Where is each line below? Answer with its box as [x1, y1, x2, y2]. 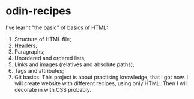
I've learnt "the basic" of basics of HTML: [5, 24, 109, 31]
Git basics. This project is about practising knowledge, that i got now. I [14, 73, 189, 81]
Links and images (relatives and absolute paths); [14, 61, 135, 68]
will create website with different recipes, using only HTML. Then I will [14, 79, 188, 87]
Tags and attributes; [14, 67, 64, 74]
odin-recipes [5, 4, 71, 18]
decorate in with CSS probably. [14, 86, 91, 93]
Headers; [14, 42, 37, 49]
